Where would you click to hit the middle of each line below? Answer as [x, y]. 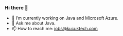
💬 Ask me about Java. [33, 23]
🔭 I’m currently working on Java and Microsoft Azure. [65, 18]
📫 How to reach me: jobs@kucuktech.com [55, 29]
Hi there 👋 [17, 8]
